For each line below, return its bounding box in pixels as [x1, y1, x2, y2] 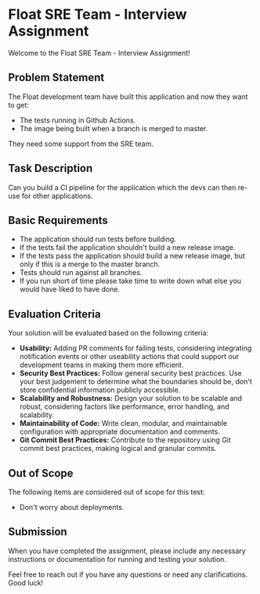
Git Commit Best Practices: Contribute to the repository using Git [19, 435, 231, 445]
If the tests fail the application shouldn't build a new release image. [19, 243, 236, 252]
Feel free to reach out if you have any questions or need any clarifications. [8, 570, 248, 579]
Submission [8, 525, 68, 539]
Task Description [8, 162, 93, 175]
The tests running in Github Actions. [19, 115, 136, 125]
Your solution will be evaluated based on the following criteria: [8, 328, 209, 338]
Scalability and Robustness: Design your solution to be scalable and [19, 394, 243, 403]
